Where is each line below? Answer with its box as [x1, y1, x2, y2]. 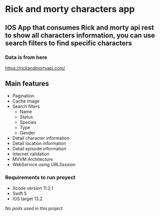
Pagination [12, 93, 35, 99]
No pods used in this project [5, 205, 63, 211]
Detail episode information [12, 145, 66, 151]
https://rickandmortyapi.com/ [5, 65, 65, 71]
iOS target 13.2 [12, 196, 43, 202]
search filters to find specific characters [5, 39, 132, 47]
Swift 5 [12, 190, 27, 196]
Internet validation [12, 151, 50, 157]
